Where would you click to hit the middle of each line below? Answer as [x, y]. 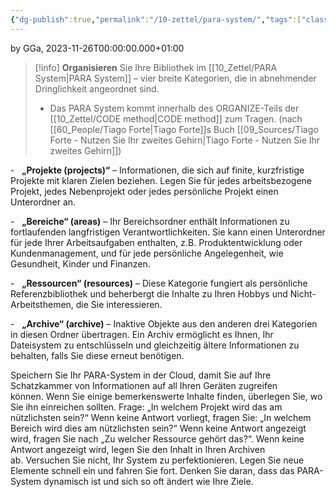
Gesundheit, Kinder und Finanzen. [80, 263]
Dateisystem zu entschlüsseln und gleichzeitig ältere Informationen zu [155, 345]
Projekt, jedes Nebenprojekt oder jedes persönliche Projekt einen [144, 191]
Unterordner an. [43, 202]
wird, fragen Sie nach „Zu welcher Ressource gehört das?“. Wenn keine [157, 438]
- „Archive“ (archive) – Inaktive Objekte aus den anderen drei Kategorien [164, 323]
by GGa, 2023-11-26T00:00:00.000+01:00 [97, 48]
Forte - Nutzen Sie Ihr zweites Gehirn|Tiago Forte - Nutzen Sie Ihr [185, 140]
